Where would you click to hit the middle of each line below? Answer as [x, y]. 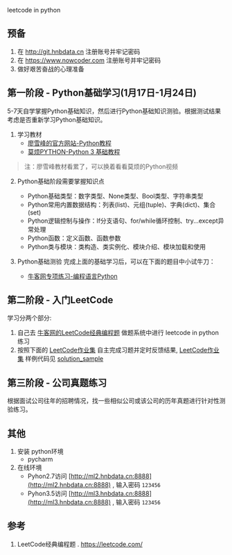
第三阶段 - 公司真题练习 [57, 383]
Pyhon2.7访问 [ [49, 476]
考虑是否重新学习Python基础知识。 [57, 119]
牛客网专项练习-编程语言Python [72, 276]
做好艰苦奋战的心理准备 [51, 69]
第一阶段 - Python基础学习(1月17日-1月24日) [102, 93]
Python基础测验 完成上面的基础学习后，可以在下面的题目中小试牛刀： [116, 261]
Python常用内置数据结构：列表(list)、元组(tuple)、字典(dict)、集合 [122, 205]
